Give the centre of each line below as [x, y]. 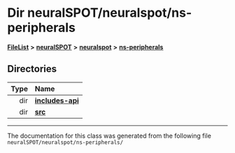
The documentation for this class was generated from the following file [109, 136]
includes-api [57, 101]
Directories [32, 69]
